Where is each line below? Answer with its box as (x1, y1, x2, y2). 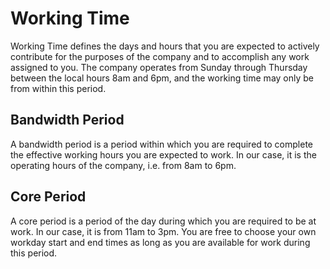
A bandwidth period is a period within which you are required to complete (10, 138, 313, 150)
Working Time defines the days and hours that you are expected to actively (10, 40, 320, 52)
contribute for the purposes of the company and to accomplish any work (10, 50, 310, 62)
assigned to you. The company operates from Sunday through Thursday (10, 61, 308, 73)
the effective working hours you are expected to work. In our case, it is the (10, 148, 317, 161)
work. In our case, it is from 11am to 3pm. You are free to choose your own (10, 225, 317, 237)
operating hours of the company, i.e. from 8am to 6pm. (10, 159, 237, 171)
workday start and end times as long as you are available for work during (10, 236, 311, 248)
